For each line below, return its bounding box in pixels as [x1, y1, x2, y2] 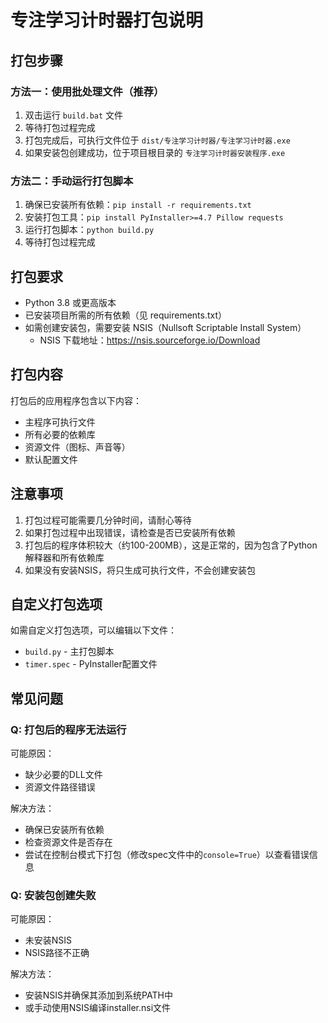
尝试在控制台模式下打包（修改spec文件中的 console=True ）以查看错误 [24, 849, 310, 861]
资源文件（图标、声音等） [24, 441, 131, 453]
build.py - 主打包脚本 [24, 646, 115, 658]
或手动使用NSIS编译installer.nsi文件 [24, 1002, 172, 1014]
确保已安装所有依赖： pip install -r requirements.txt [24, 199, 252, 211]
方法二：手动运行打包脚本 [10, 174, 134, 188]
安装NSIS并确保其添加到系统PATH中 [24, 989, 173, 1001]
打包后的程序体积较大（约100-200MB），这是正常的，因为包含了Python [24, 539, 318, 551]
